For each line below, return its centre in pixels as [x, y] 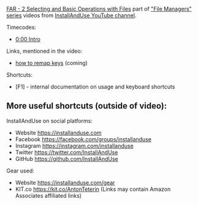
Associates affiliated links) [48, 195]
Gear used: [21, 171]
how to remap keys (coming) [51, 63]
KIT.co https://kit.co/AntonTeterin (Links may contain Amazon [93, 189]
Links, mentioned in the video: [44, 51]
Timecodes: [21, 27]
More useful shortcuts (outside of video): [87, 106]
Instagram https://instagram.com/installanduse [74, 145]
